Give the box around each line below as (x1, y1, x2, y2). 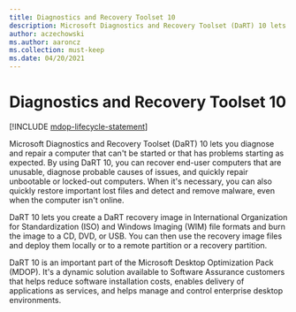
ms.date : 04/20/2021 (9, 54, 86, 63)
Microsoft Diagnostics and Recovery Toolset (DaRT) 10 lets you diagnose (9, 138, 275, 148)
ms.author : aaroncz (9, 37, 81, 47)
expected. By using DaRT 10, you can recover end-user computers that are (9, 156, 282, 168)
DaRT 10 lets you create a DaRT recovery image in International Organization (9, 211, 288, 222)
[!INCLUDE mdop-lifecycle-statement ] (9, 121, 148, 132)
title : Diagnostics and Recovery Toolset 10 (9, 12, 176, 22)
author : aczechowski (9, 29, 86, 38)
